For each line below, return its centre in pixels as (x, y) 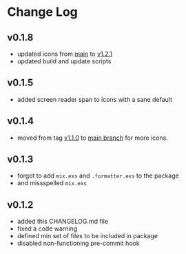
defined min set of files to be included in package (87, 236)
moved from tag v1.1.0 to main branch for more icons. (93, 138)
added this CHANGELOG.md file (63, 222)
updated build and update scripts (64, 61)
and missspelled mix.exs (52, 183)
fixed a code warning (47, 229)
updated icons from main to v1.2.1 (64, 54)
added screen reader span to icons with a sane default (94, 99)
